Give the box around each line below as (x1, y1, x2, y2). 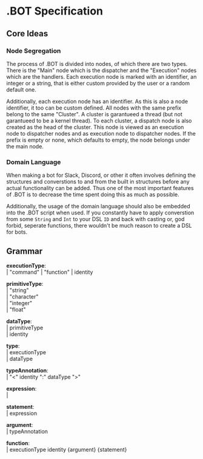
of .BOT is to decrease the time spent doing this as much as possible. (6, 191, 180, 198)
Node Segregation (6, 47, 61, 55)
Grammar (6, 246, 43, 256)
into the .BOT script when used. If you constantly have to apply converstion (6, 209, 195, 216)
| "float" (6, 306, 26, 313)
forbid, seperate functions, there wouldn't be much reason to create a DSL (6, 222, 192, 230)
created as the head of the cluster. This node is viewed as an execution (6, 123, 184, 131)
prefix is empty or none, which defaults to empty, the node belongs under (6, 136, 190, 144)
